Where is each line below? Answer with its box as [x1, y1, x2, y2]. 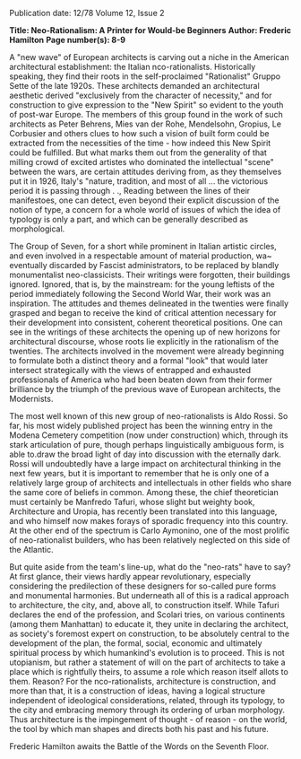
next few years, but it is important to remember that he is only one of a [9, 468, 270, 478]
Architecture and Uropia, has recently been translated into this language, [9, 506, 278, 517]
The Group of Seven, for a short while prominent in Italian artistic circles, [9, 241, 278, 251]
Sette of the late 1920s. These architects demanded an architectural [9, 81, 260, 91]
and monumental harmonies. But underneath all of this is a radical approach [9, 590, 289, 600]
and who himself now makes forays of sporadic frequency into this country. [9, 516, 288, 526]
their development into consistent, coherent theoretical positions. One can [9, 318, 283, 327]
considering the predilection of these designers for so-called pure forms [9, 580, 277, 591]
